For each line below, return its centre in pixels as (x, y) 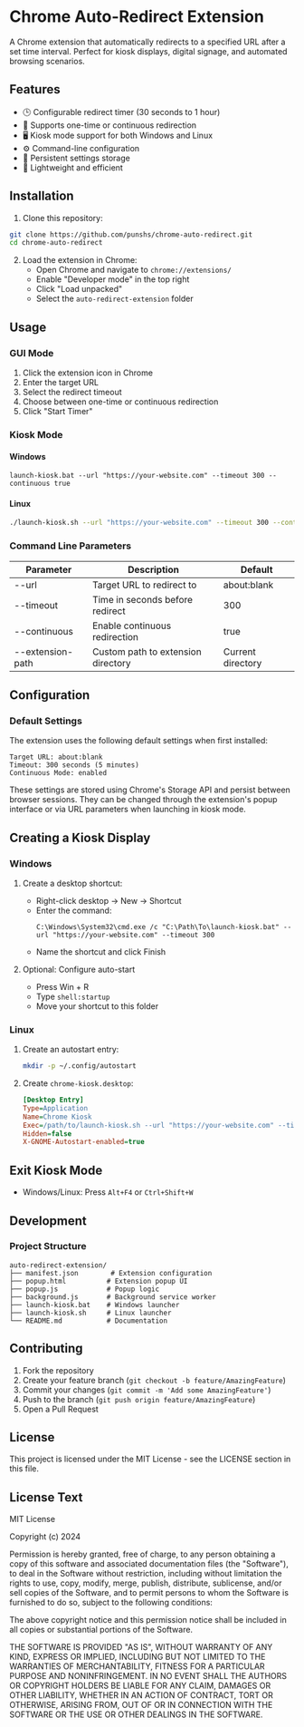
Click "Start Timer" (57, 411)
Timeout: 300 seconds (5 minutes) (75, 765)
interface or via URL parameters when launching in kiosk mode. (128, 810)
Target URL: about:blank (56, 757)
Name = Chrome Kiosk (57, 1117)
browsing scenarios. (47, 61)
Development (48, 1221)
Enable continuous (132, 626)
